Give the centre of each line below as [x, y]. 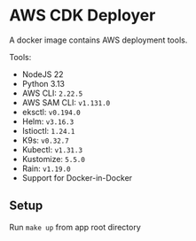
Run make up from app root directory [75, 227]
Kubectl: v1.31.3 [52, 149]
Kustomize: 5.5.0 [54, 159]
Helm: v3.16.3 [48, 121]
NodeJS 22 [43, 74]
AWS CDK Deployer [82, 16]
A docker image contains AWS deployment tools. [98, 40]
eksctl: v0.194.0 [51, 112]
